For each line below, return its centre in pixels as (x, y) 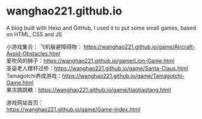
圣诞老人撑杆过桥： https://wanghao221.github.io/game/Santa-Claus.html (97, 68)
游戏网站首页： (25, 102)
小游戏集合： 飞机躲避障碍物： (44, 47)
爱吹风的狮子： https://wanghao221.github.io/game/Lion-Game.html (90, 60)
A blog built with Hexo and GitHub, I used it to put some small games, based (101, 28)
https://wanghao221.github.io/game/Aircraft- (139, 47)
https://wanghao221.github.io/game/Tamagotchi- (123, 76)
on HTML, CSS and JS (34, 34)
